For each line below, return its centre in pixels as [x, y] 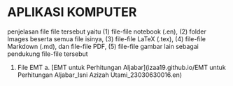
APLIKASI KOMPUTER [72, 12]
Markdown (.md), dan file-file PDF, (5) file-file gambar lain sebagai [103, 46]
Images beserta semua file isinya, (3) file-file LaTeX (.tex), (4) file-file [107, 38]
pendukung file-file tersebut [48, 54]
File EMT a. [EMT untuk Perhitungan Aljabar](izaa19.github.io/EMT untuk [121, 67]
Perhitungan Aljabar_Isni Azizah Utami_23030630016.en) [100, 75]
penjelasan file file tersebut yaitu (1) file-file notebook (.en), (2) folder [107, 31]
